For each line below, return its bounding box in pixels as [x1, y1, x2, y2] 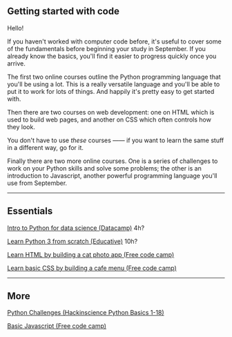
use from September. [7, 179, 68, 187]
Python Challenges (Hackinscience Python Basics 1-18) [7, 309, 164, 317]
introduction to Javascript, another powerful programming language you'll [7, 171, 217, 180]
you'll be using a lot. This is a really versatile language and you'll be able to [7, 79, 220, 88]
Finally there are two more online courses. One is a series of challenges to [7, 157, 218, 165]
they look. [7, 122, 36, 131]
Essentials [7, 205, 53, 217]
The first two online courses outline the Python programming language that [7, 73, 221, 81]
